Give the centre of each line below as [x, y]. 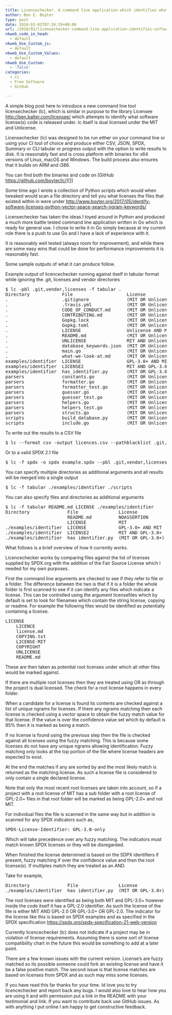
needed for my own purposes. [37, 568]
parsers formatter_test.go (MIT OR [76, 387]
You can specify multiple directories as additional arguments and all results [84, 472]
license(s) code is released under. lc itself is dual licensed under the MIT [82, 122]
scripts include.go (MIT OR [76, 423]
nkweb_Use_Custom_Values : [33, 53]
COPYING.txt [31, 636]
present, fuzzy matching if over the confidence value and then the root [80, 860]
